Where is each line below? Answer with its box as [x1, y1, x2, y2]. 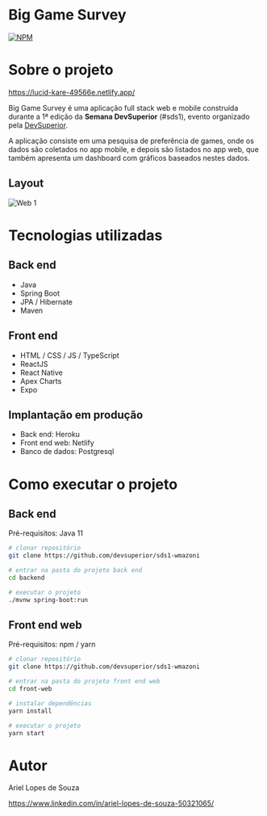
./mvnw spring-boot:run [8, 595, 89, 604]
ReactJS [19, 359, 48, 368]
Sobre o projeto [8, 61, 114, 79]
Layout [8, 176, 44, 191]
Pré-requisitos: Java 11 [8, 528, 83, 538]
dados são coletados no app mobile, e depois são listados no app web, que [8, 144, 260, 154]
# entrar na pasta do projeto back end [8, 566, 143, 574]
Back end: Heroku [19, 430, 81, 440]
